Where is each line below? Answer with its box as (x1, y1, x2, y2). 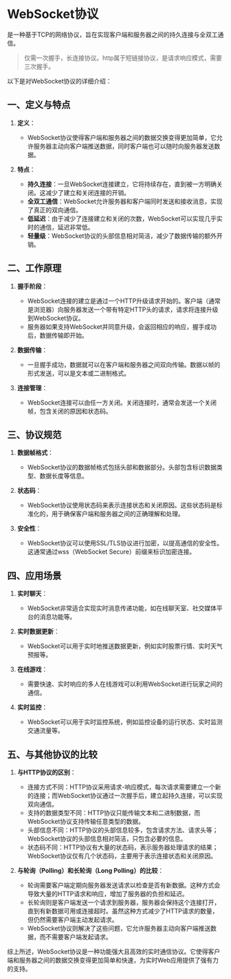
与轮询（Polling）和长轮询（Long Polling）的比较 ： (16, 867, 164, 874)
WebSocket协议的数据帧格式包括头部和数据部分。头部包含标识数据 (27, 463, 217, 472)
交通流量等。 (27, 727, 64, 735)
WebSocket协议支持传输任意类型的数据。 (27, 818, 144, 825)
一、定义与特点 (7, 99, 71, 111)
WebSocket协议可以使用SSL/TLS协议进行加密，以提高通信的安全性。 (27, 539, 223, 547)
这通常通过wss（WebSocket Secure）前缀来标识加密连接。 (27, 547, 196, 556)
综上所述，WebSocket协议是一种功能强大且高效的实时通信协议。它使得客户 (7, 947, 221, 956)
